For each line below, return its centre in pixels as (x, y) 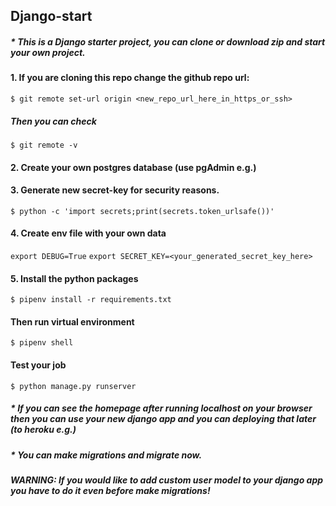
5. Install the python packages (74, 278)
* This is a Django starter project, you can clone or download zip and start (168, 41)
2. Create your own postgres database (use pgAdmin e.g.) (133, 167)
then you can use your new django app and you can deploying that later (163, 419)
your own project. (48, 52)
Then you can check (53, 121)
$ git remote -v (44, 145)
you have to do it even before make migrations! (110, 490)
